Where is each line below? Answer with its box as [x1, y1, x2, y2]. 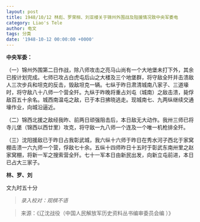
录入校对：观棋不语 [20, 197, 68, 203]
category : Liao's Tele [6, 20, 62, 26]
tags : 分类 [6, 31, 32, 37]
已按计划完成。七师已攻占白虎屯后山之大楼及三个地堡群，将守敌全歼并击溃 [6, 74, 189, 81]
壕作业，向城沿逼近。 [6, 104, 58, 110]
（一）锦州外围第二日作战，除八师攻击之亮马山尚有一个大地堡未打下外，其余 [6, 66, 194, 73]
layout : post [6, 8, 39, 15]
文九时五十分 [6, 184, 37, 191]
